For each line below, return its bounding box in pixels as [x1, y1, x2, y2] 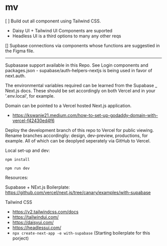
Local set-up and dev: [5, 147, 50, 153]
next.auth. [5, 73, 26, 79]
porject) [12, 235, 29, 241]
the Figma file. [5, 48, 35, 54]
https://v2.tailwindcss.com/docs [12, 209, 79, 215]
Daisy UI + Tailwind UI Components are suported [12, 27, 113, 33]
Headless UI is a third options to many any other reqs [12, 33, 121, 39]
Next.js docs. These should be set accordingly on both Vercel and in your [5, 88, 156, 94]
